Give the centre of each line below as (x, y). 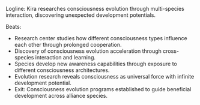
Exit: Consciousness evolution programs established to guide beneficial (103, 89)
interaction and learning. (65, 57)
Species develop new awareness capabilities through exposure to (96, 64)
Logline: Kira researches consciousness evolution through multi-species (95, 9)
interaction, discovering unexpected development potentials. (80, 15)
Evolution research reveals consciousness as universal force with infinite (104, 76)
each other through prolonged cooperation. (68, 45)
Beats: (14, 27)
